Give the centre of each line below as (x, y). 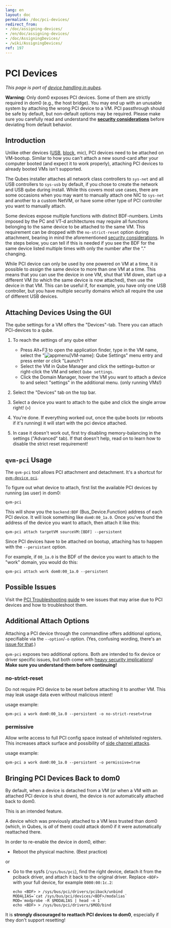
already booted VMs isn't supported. (44, 169)
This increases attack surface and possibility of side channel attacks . (78, 743)
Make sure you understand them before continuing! (61, 665)
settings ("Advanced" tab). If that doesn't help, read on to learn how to (87, 438)
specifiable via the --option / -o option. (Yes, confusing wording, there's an (83, 638)
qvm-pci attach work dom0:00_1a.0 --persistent (57, 572)
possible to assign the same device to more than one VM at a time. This (81, 269)
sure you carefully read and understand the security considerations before (85, 119)
